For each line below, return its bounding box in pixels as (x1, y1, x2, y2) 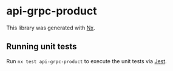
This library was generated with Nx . (6, 24, 95, 31)
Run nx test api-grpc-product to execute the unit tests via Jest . (6, 57, 167, 64)
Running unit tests (6, 42, 77, 52)
